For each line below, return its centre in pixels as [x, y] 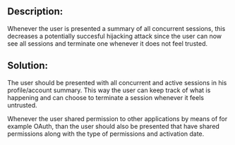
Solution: [28, 66]
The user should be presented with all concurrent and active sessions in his [117, 82]
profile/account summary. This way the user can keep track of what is [109, 90]
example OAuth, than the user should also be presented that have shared [114, 126]
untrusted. [22, 105]
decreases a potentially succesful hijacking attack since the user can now [115, 36]
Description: [35, 12]
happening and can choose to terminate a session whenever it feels [106, 97]
